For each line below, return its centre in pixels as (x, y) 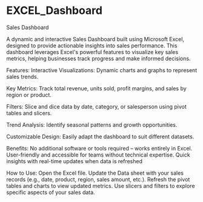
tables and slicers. (29, 113)
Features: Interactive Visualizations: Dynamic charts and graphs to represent (102, 70)
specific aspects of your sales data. (51, 192)
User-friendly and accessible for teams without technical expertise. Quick (98, 155)
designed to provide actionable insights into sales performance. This (92, 45)
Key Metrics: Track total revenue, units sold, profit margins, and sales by (96, 88)
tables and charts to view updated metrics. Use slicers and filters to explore (101, 186)
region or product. (29, 95)
